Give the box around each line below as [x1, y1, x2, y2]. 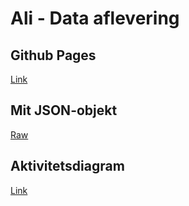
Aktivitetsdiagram [10, 158, 125, 175]
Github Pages [10, 47, 97, 64]
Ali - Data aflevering [10, 7, 180, 30]
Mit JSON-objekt [10, 102, 118, 119]
